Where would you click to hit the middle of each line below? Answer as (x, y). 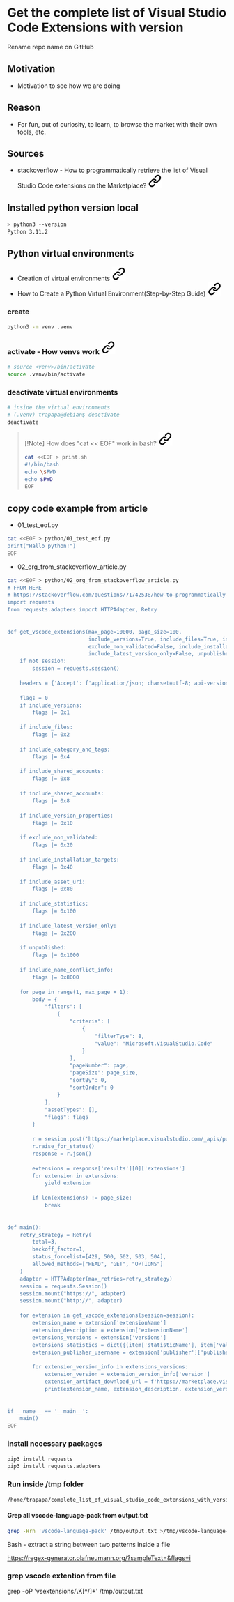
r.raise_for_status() (64, 1147)
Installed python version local (73, 207)
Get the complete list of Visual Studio (117, 13)
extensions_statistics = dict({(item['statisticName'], (115, 1345)
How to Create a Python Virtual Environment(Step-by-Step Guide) (111, 293)
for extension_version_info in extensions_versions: (110, 1367)
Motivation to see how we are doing (69, 86)
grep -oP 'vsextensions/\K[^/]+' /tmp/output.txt (75, 1591)
